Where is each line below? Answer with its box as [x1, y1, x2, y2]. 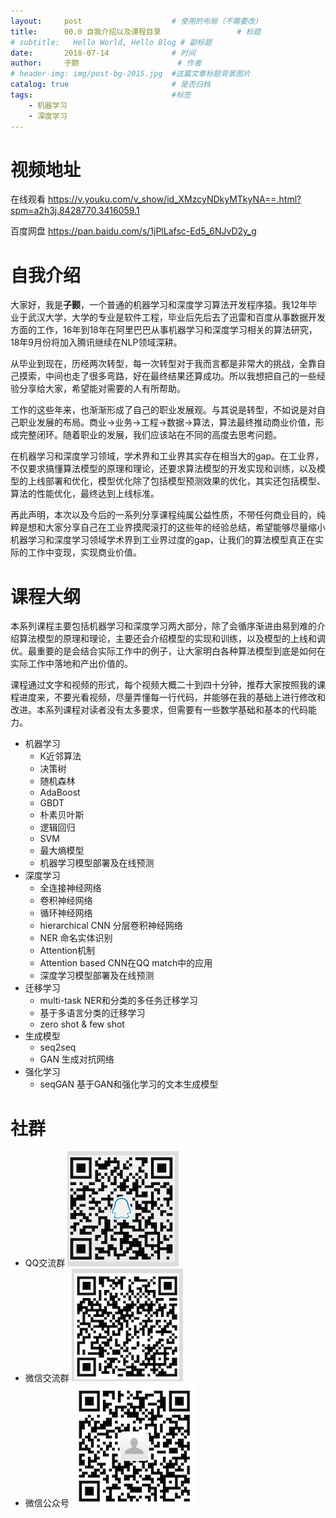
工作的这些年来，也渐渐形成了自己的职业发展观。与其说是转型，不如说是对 [10, 404, 317, 416]
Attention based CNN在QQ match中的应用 [39, 957, 213, 969]
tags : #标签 [10, 90, 192, 100]
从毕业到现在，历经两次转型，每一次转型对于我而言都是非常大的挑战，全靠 [10, 358, 317, 370]
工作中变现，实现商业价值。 [27, 546, 142, 559]
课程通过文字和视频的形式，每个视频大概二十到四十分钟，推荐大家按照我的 [10, 679, 317, 691]
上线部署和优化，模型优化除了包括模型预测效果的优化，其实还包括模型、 [27, 475, 326, 487]
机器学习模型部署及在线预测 [39, 857, 155, 869]
